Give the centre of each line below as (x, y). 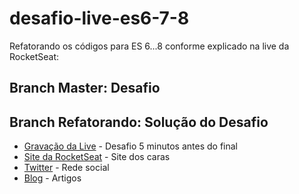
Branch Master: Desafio (85, 88)
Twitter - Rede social (66, 168)
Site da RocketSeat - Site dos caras (97, 157)
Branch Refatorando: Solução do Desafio (139, 122)
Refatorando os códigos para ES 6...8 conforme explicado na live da (149, 46)
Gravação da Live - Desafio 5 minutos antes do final (131, 146)
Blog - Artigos (52, 178)
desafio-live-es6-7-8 (99, 18)
